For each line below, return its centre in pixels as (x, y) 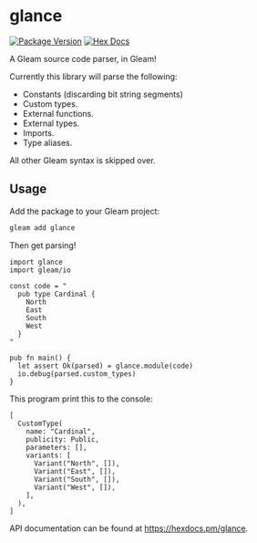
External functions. (58, 113)
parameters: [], (57, 447)
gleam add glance (42, 228)
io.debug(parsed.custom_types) (77, 374)
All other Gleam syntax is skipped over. (83, 160)
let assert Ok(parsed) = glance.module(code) (106, 366)
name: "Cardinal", (61, 431)
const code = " (38, 286)
